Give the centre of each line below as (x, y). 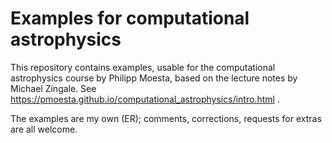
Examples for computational (130, 18)
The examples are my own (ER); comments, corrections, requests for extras (166, 118)
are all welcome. (44, 129)
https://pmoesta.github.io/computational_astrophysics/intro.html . (145, 99)
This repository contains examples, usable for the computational (143, 67)
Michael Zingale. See (53, 88)
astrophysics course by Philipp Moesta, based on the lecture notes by (154, 78)
